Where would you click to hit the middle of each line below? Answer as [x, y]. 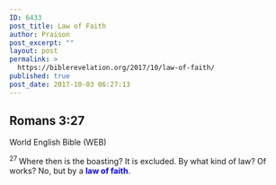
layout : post [34, 51]
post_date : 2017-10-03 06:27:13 [70, 84]
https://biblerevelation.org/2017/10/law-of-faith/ [116, 68]
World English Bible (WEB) [58, 142]
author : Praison [40, 34]
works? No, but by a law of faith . [70, 171]
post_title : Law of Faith [58, 26]
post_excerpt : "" [42, 43]
